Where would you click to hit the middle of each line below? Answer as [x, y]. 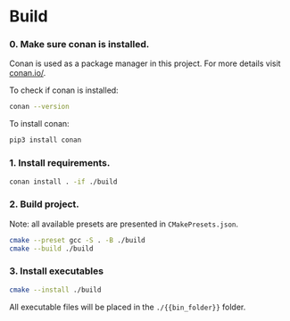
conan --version [39, 107]
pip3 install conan [46, 140]
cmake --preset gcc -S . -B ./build [77, 240]
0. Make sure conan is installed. [79, 45]
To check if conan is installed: [64, 90]
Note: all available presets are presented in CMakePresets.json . [124, 224]
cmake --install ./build [55, 290]
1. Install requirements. [60, 163]
